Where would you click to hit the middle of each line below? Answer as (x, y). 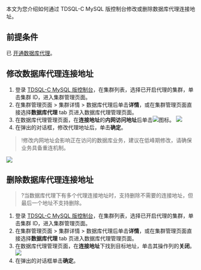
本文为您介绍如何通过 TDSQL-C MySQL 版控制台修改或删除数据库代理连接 (98, 9)
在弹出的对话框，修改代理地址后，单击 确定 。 (71, 127)
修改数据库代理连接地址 (50, 74)
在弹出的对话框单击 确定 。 (47, 261)
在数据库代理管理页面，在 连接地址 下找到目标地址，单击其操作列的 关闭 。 (105, 246)
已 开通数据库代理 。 (31, 53)
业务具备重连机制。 (45, 147)
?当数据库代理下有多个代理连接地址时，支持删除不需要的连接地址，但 (107, 196)
